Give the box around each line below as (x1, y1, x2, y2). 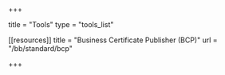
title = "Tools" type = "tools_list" (8, 20, 114, 29)
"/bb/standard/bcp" (8, 44, 73, 53)
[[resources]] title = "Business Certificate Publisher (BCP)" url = (8, 35, 218, 45)
